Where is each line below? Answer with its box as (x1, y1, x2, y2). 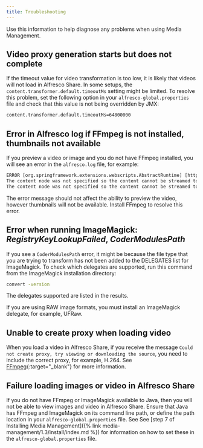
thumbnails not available (6, 138, 101, 149)
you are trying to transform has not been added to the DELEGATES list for (6, 257, 189, 264)
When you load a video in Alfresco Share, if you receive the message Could (6, 344, 193, 351)
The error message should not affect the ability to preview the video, (6, 194, 177, 202)
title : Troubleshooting (6, 8, 66, 15)
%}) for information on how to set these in (90, 429, 195, 436)
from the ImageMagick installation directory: (6, 269, 117, 277)
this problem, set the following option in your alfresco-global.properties (6, 94, 189, 101)
